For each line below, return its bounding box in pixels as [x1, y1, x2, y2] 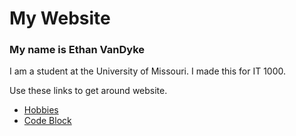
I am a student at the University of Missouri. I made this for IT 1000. [9, 65, 287, 77]
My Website [9, 7, 111, 30]
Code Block [23, 115, 72, 127]
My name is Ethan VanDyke [9, 43, 146, 57]
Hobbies [23, 104, 59, 116]
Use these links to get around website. [9, 85, 168, 97]
